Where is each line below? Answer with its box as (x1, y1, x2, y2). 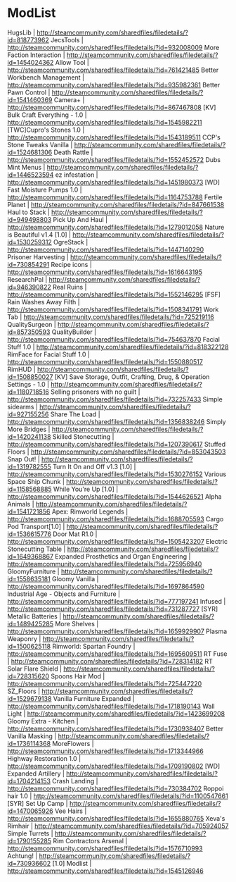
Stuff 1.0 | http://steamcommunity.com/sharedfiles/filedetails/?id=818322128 (7, 342, 229, 351)
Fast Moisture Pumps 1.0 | (7, 185, 82, 194)
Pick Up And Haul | (53, 215, 107, 223)
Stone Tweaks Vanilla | (7, 140, 73, 149)
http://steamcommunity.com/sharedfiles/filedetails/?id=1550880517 (7, 357, 204, 366)
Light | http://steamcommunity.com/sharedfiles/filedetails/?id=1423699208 (7, 709, 225, 718)
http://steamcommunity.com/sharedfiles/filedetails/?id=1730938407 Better (7, 724, 224, 733)
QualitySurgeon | (7, 320, 56, 328)
